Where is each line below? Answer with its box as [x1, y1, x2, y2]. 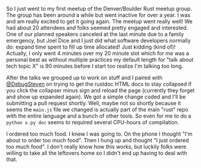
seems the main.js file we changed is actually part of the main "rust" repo [6, 106, 188, 113]
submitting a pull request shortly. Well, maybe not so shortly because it [6, 100, 181, 107]
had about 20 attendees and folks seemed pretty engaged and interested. [6, 24, 188, 31]
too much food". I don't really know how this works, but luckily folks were [6, 143, 187, 150]
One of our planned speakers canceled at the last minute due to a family [6, 31, 184, 38]
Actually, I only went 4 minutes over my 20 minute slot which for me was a [6, 50, 190, 56]
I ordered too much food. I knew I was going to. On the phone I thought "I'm [6, 130, 193, 137]
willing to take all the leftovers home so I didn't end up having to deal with [6, 149, 187, 157]
